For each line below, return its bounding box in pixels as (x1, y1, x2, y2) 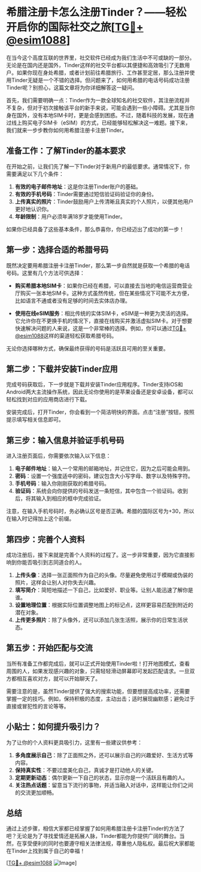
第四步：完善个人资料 (6, 534, 85, 544)
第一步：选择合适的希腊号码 (6, 245, 109, 255)
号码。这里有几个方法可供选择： (6, 269, 85, 276)
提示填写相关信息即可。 (6, 416, 64, 423)
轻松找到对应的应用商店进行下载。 (6, 396, 90, 403)
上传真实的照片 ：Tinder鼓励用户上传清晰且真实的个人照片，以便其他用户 (14, 198, 194, 205)
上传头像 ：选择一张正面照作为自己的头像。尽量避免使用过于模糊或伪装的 (14, 572, 193, 578)
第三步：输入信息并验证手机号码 (6, 435, 124, 446)
